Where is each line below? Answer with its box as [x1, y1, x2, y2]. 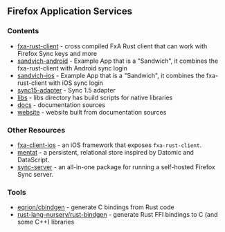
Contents [7, 26, 39, 36]
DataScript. [17, 155, 50, 164]
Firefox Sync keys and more [17, 49, 98, 57]
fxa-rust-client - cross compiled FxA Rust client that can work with [17, 41, 208, 50]
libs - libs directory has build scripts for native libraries [17, 93, 173, 101]
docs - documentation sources [17, 100, 106, 109]
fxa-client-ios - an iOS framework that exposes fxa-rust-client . [17, 141, 202, 149]
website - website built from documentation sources [17, 108, 167, 116]
